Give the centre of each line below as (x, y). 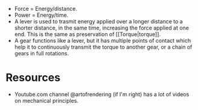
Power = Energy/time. (41, 15)
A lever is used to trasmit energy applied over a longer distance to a (98, 21)
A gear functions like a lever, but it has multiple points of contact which (103, 41)
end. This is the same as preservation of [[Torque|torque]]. (88, 34)
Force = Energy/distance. (46, 9)
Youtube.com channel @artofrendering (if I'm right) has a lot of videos (102, 94)
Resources (33, 78)
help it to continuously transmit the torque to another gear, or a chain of (103, 47)
